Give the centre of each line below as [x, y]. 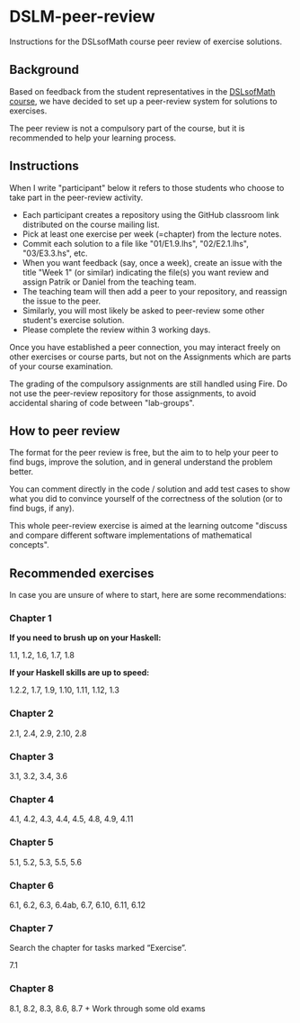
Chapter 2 [31, 713]
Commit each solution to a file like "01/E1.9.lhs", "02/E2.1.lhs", [135, 243]
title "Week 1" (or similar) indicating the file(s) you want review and [146, 272]
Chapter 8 [31, 989]
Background [44, 70]
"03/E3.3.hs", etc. [55, 253]
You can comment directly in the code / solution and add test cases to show [150, 489]
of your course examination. [62, 366]
